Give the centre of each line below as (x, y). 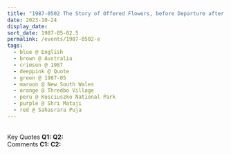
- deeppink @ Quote (41, 71)
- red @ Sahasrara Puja (47, 110)
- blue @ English (38, 52)
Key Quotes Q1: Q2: (35, 137)
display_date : (28, 26)
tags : (15, 46)
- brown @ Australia (43, 59)
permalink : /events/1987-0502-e (54, 39)
